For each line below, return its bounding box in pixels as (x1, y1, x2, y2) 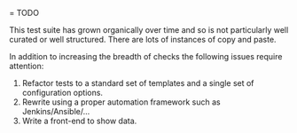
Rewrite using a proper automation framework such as (21, 97, 221, 107)
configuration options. (21, 88, 104, 98)
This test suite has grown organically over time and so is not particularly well (9, 25, 289, 35)
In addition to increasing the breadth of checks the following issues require (9, 51, 283, 61)
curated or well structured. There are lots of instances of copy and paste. (9, 35, 277, 44)
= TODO (9, 8, 40, 18)
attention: (9, 61, 44, 71)
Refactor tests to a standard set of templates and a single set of (21, 78, 254, 88)
